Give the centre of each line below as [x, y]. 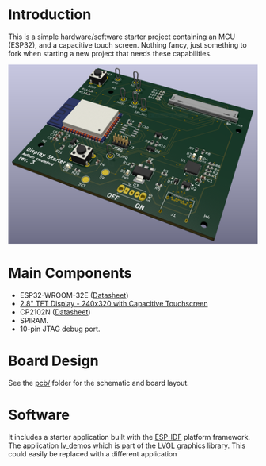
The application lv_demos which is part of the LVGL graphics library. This [127, 445]
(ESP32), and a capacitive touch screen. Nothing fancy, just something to [127, 44]
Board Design [53, 361]
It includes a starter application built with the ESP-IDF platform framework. [129, 437]
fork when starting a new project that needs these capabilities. [110, 53]
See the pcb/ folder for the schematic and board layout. [99, 383]
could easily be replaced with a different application [93, 454]
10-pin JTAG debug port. [60, 329]
